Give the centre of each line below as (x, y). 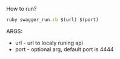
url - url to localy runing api (49, 43)
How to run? (22, 9)
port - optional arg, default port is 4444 (64, 49)
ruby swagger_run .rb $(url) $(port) (52, 20)
